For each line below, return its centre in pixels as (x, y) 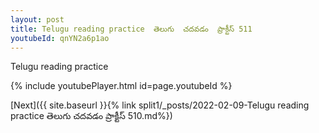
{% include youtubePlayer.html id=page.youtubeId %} (121, 86)
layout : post (37, 19)
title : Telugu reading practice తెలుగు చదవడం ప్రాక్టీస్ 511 (131, 29)
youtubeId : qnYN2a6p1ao (60, 38)
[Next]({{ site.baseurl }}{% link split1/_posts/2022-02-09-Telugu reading (160, 105)
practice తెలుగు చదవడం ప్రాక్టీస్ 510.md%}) (91, 116)
